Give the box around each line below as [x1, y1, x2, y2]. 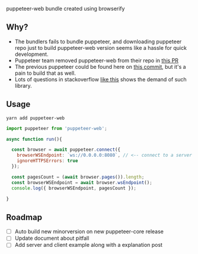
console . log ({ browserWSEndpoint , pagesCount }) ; [11, 185, 136, 191]
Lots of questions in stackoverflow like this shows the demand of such [14, 75, 187, 82]
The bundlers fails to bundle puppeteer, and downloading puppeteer [14, 38, 182, 45]
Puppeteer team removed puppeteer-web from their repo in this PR [14, 56, 179, 64]
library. [14, 82, 33, 89]
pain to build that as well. [14, 69, 76, 77]
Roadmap [6, 212, 43, 222]
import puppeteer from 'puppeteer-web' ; [6, 125, 108, 131]
